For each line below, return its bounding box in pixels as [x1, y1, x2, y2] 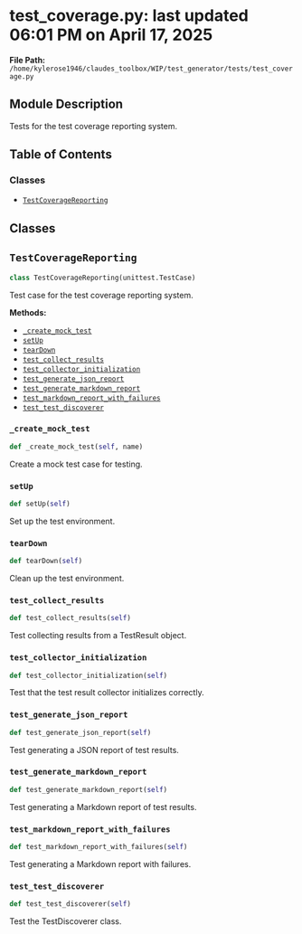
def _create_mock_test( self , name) [9, 442, 144, 451]
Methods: [9, 307, 47, 317]
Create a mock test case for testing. [9, 458, 143, 469]
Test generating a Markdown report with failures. [9, 858, 192, 869]
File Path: [9, 54, 46, 65]
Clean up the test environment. [9, 573, 125, 584]
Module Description [9, 97, 124, 112]
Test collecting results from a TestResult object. [9, 630, 187, 641]
